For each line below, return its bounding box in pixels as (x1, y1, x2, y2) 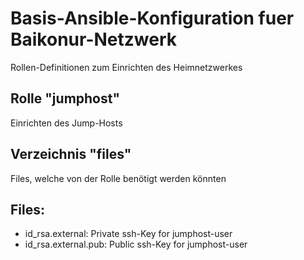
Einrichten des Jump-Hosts (10, 117, 123, 129)
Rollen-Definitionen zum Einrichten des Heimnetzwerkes (10, 61, 243, 73)
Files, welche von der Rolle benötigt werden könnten (10, 172, 227, 184)
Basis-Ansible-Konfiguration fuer (10, 7, 295, 30)
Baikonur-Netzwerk (10, 28, 177, 51)
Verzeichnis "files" (10, 146, 132, 163)
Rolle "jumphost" (10, 90, 121, 107)
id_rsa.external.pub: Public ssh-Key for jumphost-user (24, 238, 248, 251)
